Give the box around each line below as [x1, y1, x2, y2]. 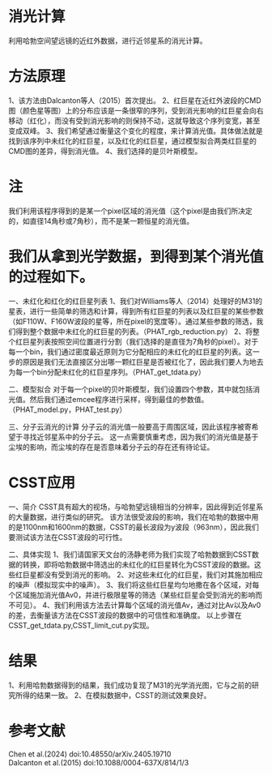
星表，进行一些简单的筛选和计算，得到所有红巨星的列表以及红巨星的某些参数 [8, 306, 264, 316]
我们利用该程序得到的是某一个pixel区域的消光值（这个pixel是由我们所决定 [8, 206, 253, 216]
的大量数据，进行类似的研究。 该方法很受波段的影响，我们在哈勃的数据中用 [8, 512, 259, 521]
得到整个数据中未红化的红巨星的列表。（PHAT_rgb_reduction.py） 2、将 [15, 326, 253, 336]
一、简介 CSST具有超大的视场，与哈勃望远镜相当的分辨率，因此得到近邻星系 [8, 502, 264, 512]
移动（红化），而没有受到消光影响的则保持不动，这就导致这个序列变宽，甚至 [8, 115, 261, 126]
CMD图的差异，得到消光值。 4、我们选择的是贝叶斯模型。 [8, 146, 202, 156]
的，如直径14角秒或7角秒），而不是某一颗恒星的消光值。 [8, 216, 194, 225]
